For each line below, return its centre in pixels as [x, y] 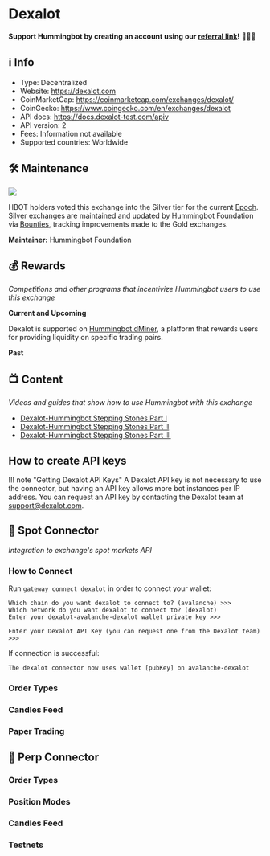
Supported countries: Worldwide [74, 142]
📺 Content [36, 379]
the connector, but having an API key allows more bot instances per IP [124, 488]
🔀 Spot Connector [53, 531]
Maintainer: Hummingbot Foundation [70, 240]
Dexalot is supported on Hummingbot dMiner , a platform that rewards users [133, 329]
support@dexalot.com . [46, 506]
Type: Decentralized [53, 82]
